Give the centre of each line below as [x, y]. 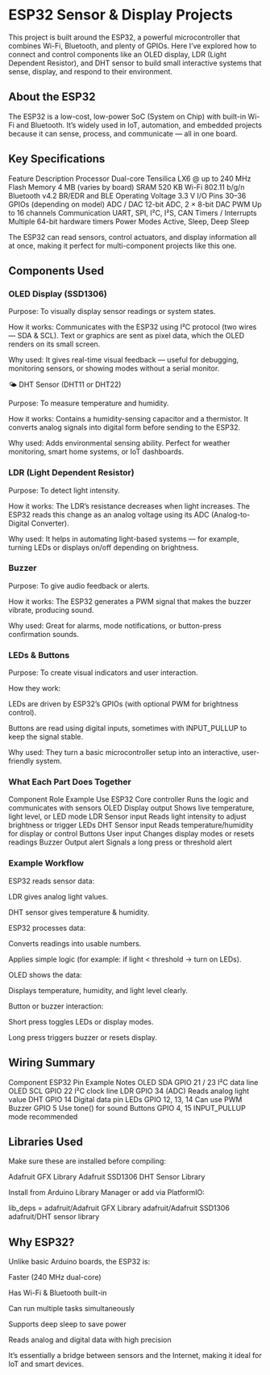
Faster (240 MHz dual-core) [55, 1277]
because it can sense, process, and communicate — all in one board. [123, 133]
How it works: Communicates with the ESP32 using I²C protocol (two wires [133, 327]
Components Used [56, 271]
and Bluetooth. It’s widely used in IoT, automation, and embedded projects [139, 125]
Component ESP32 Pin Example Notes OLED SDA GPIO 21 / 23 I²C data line [133, 1082]
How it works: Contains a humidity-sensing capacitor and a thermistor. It [129, 419]
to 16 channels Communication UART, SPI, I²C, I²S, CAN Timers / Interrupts [133, 212]
